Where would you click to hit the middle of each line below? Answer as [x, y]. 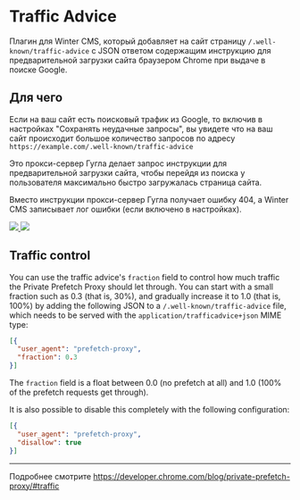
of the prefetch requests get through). [79, 392]
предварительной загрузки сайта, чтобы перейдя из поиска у [127, 172]
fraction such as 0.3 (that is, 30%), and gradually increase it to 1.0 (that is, [145, 296]
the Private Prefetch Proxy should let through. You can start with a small [142, 287]
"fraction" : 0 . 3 [47, 358]
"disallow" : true [50, 442]
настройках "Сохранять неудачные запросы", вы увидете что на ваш [141, 129]
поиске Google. [38, 70]
